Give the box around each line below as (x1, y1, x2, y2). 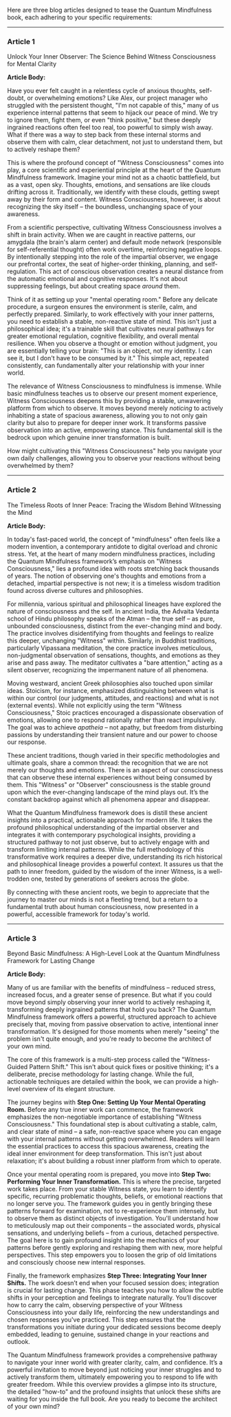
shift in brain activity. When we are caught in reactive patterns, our (7, 231, 196, 239)
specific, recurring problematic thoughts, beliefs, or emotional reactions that (7, 1192, 223, 1200)
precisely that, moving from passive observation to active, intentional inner (7, 1019, 219, 1028)
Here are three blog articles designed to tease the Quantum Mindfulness (7, 6, 212, 14)
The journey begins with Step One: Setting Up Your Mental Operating (7, 1097, 206, 1106)
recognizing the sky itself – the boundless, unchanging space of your (7, 203, 203, 211)
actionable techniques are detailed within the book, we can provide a (7, 1077, 203, 1086)
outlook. (7, 1337, 31, 1345)
